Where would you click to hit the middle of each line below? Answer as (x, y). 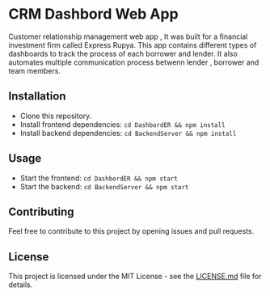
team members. (34, 70)
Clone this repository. (56, 116)
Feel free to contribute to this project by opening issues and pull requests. (131, 231)
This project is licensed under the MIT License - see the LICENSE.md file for (135, 277)
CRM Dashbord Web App (94, 14)
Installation (37, 97)
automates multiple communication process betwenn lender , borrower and (134, 62)
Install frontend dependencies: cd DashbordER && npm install (122, 124)
